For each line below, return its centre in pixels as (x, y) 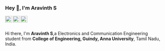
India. (11, 44)
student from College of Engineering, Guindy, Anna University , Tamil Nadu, (83, 39)
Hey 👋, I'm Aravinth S (31, 8)
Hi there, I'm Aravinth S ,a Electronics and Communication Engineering (77, 34)
